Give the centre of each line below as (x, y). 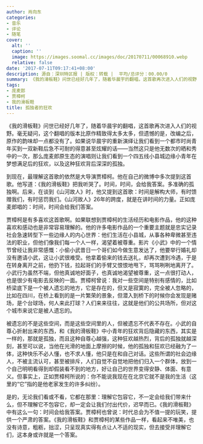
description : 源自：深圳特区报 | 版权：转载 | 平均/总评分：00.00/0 (87, 74)
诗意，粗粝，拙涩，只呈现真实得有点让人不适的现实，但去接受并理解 (101, 427)
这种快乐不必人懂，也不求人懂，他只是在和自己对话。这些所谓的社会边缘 (107, 353)
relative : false (32, 62)
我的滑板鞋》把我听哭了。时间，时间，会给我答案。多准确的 (114, 184)
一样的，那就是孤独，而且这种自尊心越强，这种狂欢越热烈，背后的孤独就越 (99, 338)
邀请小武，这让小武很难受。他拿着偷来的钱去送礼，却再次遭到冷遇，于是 (107, 257)
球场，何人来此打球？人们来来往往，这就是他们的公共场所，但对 (112, 303)
